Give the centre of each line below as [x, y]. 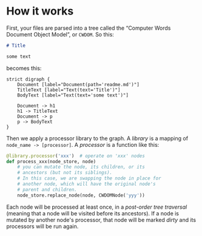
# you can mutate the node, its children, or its [81, 167]
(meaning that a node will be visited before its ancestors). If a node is [93, 213]
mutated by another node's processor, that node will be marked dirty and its [101, 220]
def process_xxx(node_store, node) [51, 161]
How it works [40, 11]
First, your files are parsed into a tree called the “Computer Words [89, 28]
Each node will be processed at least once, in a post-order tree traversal [97, 207]
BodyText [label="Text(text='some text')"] [73, 95]
